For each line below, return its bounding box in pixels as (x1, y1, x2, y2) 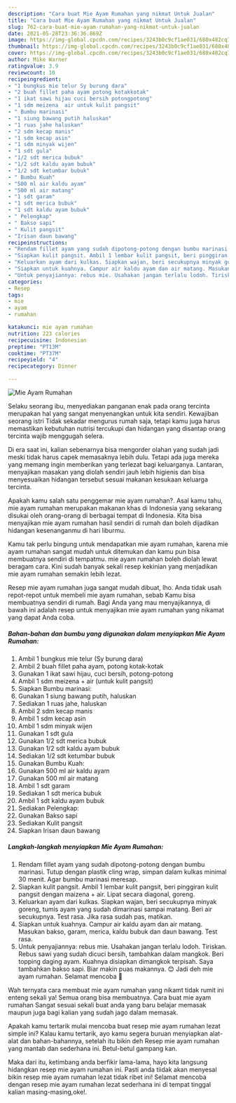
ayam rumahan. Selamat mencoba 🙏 (18, 972, 123, 981)
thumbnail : (8, 43, 40, 50)
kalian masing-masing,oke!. (8, 1088, 88, 1096)
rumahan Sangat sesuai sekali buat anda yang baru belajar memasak (8, 1000, 207, 1009)
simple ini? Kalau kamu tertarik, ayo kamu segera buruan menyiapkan (8, 1029, 209, 1038)
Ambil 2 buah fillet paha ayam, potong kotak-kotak (18, 662, 164, 670)
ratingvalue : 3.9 (8, 63, 59, 70)
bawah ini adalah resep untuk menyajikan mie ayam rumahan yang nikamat (8, 606, 225, 614)
